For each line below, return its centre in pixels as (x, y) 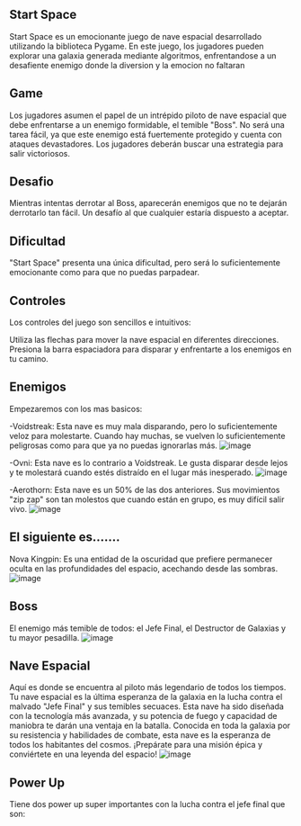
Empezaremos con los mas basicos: (76, 409)
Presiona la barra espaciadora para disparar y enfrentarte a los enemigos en (150, 349)
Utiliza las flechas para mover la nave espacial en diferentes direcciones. (144, 340)
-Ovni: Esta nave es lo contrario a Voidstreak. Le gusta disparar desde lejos (149, 462)
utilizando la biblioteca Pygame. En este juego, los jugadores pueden (137, 46)
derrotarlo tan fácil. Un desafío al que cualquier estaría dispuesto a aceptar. (149, 213)
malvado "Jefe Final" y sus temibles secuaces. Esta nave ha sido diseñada (147, 706)
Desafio (31, 182)
